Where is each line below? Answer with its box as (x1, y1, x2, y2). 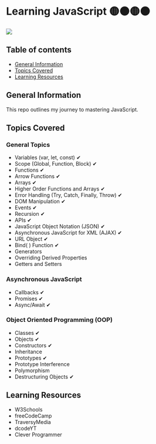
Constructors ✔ (14, 341, 53, 348)
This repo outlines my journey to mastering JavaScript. (6, 106, 139, 113)
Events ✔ (14, 204, 37, 211)
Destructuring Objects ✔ (14, 373, 74, 380)
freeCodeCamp (14, 412, 52, 419)
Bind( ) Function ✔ (14, 242, 59, 249)
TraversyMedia (14, 418, 51, 425)
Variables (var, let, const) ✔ (14, 154, 81, 161)
